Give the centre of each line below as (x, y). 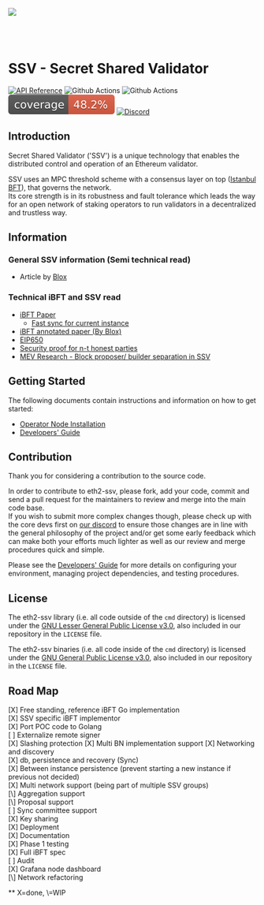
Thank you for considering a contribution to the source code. (107, 476)
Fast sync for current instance (80, 322)
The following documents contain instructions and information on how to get (132, 400)
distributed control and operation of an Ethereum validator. (103, 164)
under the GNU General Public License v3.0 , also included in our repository (130, 657)
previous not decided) (44, 777)
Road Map (33, 691)
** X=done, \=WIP (37, 892)
